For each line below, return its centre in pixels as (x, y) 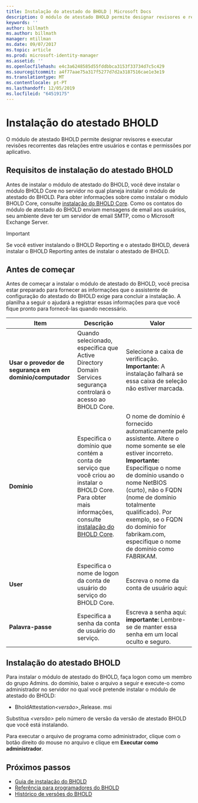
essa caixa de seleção (156, 381)
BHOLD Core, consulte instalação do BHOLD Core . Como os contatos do (94, 203)
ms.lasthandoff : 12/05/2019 (41, 88)
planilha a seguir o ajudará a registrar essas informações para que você (93, 303)
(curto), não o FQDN (154, 490)
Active (86, 355)
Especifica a (94, 616)
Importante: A (146, 366)
